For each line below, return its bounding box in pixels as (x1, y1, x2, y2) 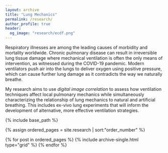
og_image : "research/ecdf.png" (10, 31, 75, 36)
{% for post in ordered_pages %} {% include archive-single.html (5, 136, 139, 142)
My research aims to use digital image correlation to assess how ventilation (5, 86, 162, 92)
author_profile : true (5, 21, 51, 27)
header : (5, 26, 22, 31)
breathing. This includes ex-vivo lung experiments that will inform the (5, 102, 149, 108)
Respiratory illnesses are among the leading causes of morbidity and (5, 45, 148, 50)
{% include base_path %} (5, 117, 58, 123)
